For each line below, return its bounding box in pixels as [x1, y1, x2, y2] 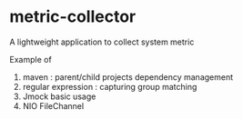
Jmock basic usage [22, 91, 96, 102]
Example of [9, 54, 52, 64]
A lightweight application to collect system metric [9, 36, 195, 47]
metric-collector [9, 6, 137, 27]
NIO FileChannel [22, 100, 85, 111]
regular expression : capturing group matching [22, 81, 197, 92]
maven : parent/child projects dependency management [22, 71, 234, 83]
